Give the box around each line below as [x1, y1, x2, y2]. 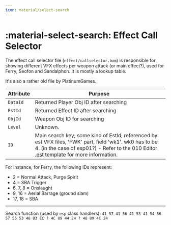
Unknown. [35, 123, 60, 131]
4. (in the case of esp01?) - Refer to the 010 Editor [35, 144, 158, 152]
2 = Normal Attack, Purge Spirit [12, 174, 78, 180]
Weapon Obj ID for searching [35, 115, 104, 122]
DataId [8, 99, 24, 105]
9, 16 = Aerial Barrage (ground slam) [12, 190, 89, 196]
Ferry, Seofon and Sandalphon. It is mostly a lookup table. [5, 68, 127, 74]
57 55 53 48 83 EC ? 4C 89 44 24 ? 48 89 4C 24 [5, 215, 108, 221]
